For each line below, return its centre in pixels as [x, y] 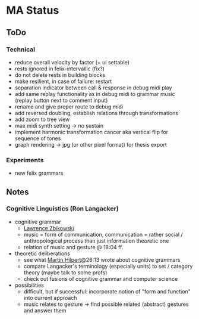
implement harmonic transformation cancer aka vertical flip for [91, 132]
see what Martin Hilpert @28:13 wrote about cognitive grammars [102, 259]
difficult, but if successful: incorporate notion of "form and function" [107, 291]
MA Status [33, 10]
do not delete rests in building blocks [60, 75]
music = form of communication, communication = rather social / [103, 234]
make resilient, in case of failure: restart [63, 81]
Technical [21, 49]
